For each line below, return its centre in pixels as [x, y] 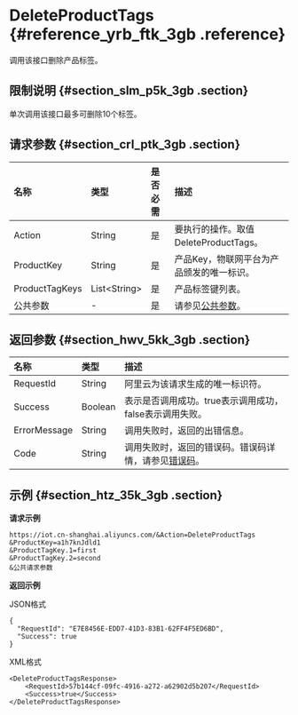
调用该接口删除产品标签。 [56, 60]
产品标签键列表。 [210, 289]
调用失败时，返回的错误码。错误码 [195, 448]
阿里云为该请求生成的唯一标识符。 [195, 385]
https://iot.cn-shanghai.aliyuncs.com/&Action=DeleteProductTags [132, 535]
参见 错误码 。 [177, 461]
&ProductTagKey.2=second [55, 559]
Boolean [98, 407]
